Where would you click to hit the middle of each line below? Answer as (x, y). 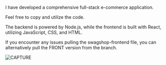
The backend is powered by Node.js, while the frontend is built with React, (83, 27)
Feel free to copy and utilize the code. (45, 17)
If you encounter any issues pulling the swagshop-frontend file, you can (81, 42)
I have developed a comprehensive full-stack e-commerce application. (79, 7)
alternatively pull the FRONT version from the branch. (61, 47)
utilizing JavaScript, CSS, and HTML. (44, 32)
